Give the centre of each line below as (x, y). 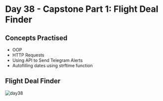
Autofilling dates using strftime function (52, 66)
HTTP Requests (28, 55)
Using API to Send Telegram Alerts (47, 60)
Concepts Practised (36, 38)
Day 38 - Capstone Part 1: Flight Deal (82, 9)
